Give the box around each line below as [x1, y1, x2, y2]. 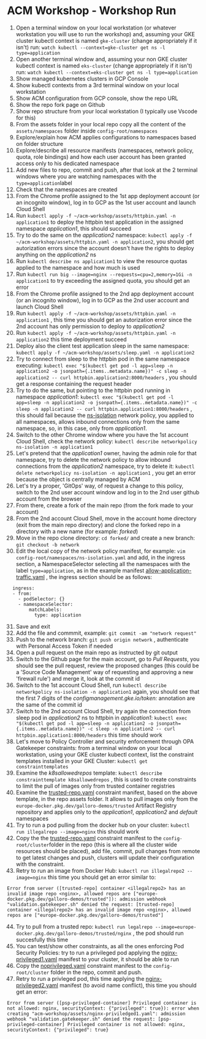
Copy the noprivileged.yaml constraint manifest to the [15, 962, 152, 969]
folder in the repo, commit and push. [50, 968, 143, 976]
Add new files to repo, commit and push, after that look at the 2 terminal [15, 166, 198, 174]
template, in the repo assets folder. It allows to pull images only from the [15, 795, 198, 802]
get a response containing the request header [15, 380, 132, 387]
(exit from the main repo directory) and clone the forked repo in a [15, 521, 181, 528]
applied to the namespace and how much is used [15, 264, 140, 271]
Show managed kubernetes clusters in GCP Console [15, 75, 149, 82]
